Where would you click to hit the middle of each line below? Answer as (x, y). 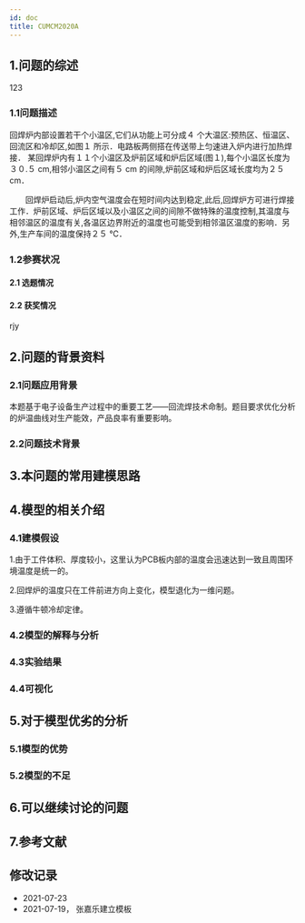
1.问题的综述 (44, 65)
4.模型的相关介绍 (57, 510)
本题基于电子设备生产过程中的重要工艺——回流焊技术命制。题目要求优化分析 (152, 406)
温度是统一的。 (45, 571)
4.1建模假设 (34, 537)
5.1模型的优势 (39, 749)
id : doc (24, 18)
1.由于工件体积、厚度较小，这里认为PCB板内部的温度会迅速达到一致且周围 (148, 559)
